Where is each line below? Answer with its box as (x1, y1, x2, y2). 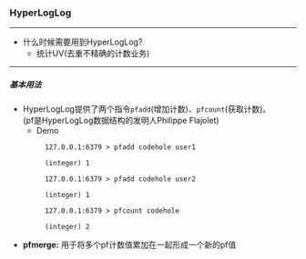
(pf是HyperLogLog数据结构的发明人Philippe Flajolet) (22, 115, 220, 126)
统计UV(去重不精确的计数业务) (36, 48, 150, 59)
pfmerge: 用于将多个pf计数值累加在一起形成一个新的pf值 (22, 239, 237, 251)
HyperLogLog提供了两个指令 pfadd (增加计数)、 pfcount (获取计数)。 (22, 104, 271, 115)
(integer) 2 (44, 223, 90, 232)
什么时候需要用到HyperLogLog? (22, 36, 143, 47)
